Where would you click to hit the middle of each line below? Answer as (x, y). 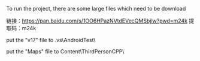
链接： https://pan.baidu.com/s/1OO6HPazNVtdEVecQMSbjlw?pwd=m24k (97, 21)
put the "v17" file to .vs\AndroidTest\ (51, 40)
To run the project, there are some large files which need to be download (96, 9)
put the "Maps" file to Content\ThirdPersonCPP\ (65, 52)
